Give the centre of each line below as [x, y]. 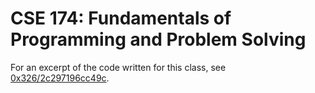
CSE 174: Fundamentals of [121, 18]
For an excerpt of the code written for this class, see [118, 67]
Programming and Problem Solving [158, 39]
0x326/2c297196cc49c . [60, 78]
